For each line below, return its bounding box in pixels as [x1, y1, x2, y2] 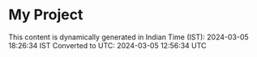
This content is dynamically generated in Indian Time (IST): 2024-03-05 [8, 32, 249, 42]
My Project [8, 6, 84, 24]
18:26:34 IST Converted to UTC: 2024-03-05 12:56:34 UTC [8, 40, 207, 50]
